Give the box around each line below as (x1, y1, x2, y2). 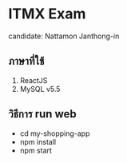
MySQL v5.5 (19, 84, 61, 93)
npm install (19, 137, 57, 146)
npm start (19, 145, 52, 155)
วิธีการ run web (8, 107, 77, 121)
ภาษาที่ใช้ (8, 54, 45, 68)
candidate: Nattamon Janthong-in (8, 31, 120, 41)
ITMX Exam (8, 5, 86, 23)
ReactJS (19, 75, 48, 85)
